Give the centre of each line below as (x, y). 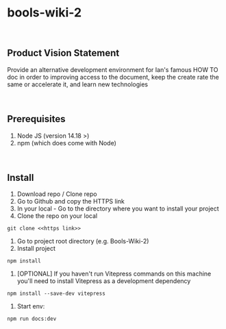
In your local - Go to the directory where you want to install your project (118, 209)
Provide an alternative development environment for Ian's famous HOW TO (113, 69)
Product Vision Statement (63, 53)
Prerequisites (36, 119)
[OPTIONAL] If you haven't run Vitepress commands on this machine (114, 274)
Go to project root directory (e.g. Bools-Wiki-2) (83, 241)
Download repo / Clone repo (57, 194)
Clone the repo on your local (57, 216)
